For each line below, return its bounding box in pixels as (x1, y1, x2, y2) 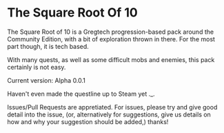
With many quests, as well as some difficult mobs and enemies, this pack (7, 55, 215, 63)
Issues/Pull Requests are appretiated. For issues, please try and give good (7, 103, 218, 111)
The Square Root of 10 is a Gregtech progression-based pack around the (7, 28, 214, 36)
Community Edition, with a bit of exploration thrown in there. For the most (7, 34, 216, 43)
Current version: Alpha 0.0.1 (7, 76, 86, 84)
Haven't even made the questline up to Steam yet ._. (7, 90, 155, 98)
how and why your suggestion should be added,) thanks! (7, 117, 169, 125)
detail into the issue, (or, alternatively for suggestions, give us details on (7, 110, 212, 119)
